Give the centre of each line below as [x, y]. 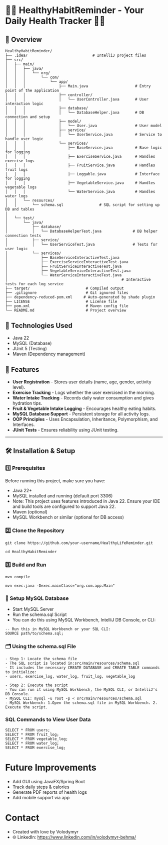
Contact [22, 818]
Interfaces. [23, 425]
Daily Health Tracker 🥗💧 [55, 21]
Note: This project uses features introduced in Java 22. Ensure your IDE [86, 501]
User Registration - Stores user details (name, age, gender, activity [82, 382]
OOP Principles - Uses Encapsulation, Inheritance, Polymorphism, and [85, 419]
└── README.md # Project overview [66, 310]
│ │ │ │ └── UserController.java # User [77, 99]
